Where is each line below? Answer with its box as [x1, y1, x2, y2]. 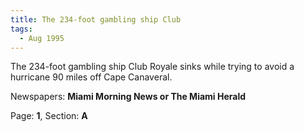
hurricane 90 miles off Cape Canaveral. [10, 71, 173, 83]
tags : [10, 24, 33, 34]
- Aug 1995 [19, 33, 65, 43]
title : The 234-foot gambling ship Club [10, 14, 182, 25]
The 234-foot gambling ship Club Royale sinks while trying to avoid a [10, 61, 295, 73]
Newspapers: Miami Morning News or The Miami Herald [10, 91, 247, 103]
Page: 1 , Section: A [10, 110, 88, 122]
